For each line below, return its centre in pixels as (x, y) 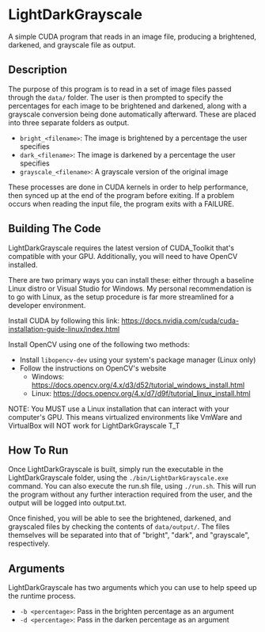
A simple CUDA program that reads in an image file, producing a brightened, (132, 36)
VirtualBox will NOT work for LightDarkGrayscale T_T (94, 425)
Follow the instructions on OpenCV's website (93, 368)
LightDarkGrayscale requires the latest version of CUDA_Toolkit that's (121, 248)
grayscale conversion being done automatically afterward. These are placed (132, 114)
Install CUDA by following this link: (64, 320)
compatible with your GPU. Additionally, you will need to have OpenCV (123, 256)
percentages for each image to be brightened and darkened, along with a (127, 105)
